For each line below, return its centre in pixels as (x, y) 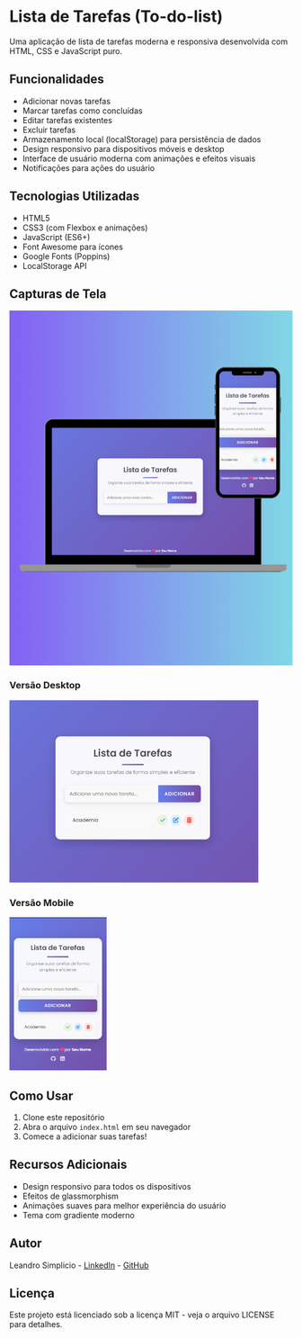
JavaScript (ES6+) (56, 237)
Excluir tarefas (49, 130)
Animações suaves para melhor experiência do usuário (124, 1205)
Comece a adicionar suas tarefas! (84, 1136)
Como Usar (41, 1096)
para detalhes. (36, 1325)
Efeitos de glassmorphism (71, 1196)
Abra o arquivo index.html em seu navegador (107, 1127)
